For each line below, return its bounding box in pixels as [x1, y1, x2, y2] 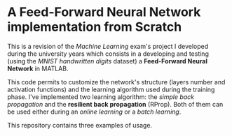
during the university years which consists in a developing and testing [7, 50, 209, 58]
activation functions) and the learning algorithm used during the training [7, 85, 215, 93]
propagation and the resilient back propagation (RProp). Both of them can [7, 100, 224, 108]
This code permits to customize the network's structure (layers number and [7, 77, 226, 86]
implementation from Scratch [7, 19, 182, 35]
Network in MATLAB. [7, 64, 69, 73]
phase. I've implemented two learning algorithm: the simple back [7, 92, 195, 101]
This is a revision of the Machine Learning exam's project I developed [7, 42, 209, 50]
